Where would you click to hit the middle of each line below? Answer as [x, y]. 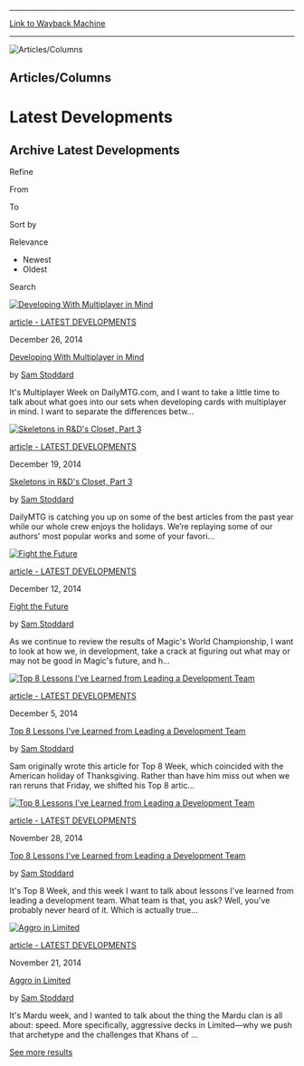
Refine [21, 172]
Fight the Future [39, 606]
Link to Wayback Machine [57, 23]
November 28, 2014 [46, 838]
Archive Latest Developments [95, 150]
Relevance [29, 242]
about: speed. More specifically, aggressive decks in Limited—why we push [151, 1025]
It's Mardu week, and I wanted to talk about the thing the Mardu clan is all [146, 1015]
